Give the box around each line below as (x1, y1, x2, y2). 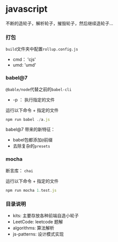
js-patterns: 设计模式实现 (12, 231, 64, 237)
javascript (5, 3, 48, 15)
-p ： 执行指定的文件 (12, 97, 55, 103)
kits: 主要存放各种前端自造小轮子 (12, 212, 79, 218)
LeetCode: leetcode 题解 (12, 218, 63, 225)
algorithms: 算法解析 (12, 225, 55, 231)
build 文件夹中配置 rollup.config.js (5, 46, 79, 52)
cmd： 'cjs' (12, 57, 36, 63)
